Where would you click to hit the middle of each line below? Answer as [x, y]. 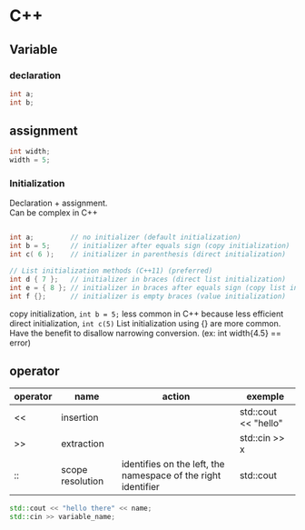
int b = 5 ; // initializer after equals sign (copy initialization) [150, 246]
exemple [265, 396]
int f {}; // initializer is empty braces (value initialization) [148, 296]
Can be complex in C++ [54, 213]
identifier [141, 487]
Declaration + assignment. [59, 203]
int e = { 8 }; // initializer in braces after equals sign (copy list [148, 287]
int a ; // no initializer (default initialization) [126, 237]
